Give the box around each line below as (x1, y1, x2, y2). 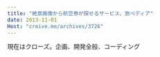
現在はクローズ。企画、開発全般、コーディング (7, 43, 141, 51)
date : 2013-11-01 (7, 16, 57, 23)
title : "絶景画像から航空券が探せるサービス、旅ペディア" (7, 10, 154, 17)
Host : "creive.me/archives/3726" (7, 23, 104, 30)
